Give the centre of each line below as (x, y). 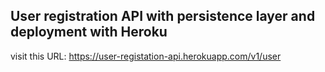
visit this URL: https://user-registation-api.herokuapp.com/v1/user (146, 56)
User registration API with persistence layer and (163, 16)
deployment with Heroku (89, 32)
